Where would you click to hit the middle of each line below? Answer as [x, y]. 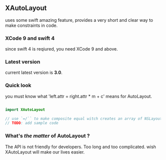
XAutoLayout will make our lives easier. [45, 152]
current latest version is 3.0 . [34, 73]
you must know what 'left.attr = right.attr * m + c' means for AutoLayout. [79, 96]
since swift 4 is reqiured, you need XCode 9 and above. [62, 49]
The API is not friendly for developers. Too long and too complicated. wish [81, 147]
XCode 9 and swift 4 [30, 38]
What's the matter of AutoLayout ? [47, 136]
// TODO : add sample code [32, 123]
